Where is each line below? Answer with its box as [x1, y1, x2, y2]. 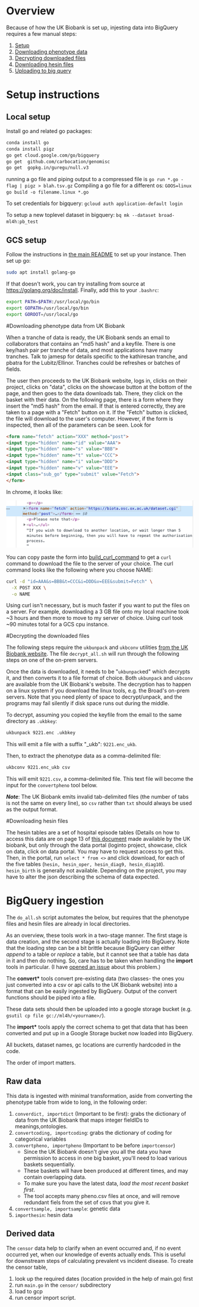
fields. [6, 365, 22, 372]
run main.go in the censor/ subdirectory [14, 1281, 111, 1289]
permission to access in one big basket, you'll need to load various [23, 1154, 187, 1162]
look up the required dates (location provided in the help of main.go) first [14, 1275, 193, 1282]
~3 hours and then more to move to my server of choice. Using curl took [6, 614, 184, 622]
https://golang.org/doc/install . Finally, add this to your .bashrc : [6, 287, 159, 293]
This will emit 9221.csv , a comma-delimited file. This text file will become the [6, 775, 194, 783]
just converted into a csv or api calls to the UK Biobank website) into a [6, 982, 178, 989]
